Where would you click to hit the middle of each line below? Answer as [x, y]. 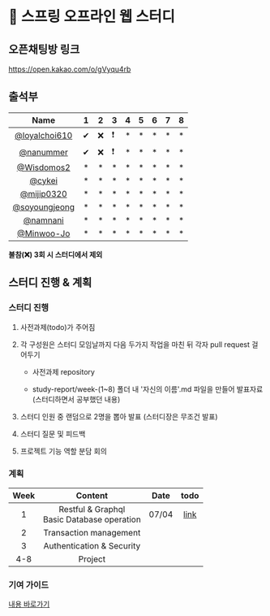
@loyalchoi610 [44, 136]
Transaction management [92, 532]
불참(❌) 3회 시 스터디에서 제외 [56, 254]
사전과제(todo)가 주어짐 [58, 327]
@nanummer [44, 153]
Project [92, 559]
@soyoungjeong [44, 206]
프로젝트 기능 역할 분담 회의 [64, 451]
